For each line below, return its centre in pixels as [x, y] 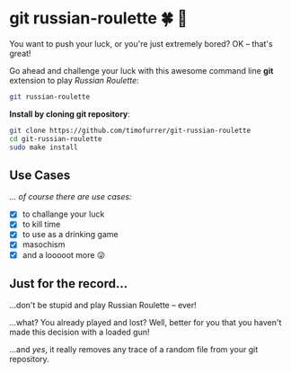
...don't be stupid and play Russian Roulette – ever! [103, 306]
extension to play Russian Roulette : [74, 80]
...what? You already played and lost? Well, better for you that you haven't [145, 323]
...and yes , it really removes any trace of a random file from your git [134, 350]
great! [20, 53]
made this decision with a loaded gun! [79, 333]
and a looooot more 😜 [64, 254]
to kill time [41, 225]
